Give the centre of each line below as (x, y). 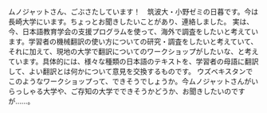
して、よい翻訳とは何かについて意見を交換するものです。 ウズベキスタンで (131, 71)
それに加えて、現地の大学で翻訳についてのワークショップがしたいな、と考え (133, 51)
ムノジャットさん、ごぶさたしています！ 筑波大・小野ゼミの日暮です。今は (133, 12)
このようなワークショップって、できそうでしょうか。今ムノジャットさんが (130, 81)
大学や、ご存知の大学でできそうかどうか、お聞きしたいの (137, 91)
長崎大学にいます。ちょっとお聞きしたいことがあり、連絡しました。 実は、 (131, 21)
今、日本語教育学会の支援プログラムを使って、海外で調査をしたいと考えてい (133, 31)
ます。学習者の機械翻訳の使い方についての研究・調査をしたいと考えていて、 (133, 41)
